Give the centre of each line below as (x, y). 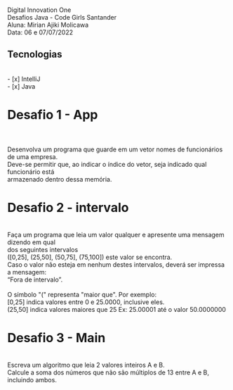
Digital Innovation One (39, 10)
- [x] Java (21, 86)
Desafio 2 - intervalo (68, 207)
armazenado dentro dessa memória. (60, 179)
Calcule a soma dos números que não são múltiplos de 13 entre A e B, (108, 372)
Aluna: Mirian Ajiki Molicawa (48, 25)
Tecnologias (35, 55)
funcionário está (31, 172)
